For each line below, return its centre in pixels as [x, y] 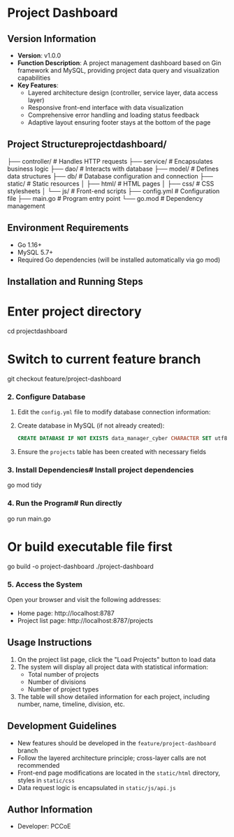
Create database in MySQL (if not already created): [91, 425]
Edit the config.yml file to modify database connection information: [114, 412]
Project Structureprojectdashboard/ [87, 145]
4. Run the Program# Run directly [65, 503]
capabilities [34, 78]
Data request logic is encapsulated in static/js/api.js [96, 787]
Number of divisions [57, 682]
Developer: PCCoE [44, 827]
